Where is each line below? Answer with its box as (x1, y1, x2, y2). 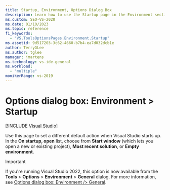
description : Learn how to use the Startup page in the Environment (5, 12, 153, 17)
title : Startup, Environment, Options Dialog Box (5, 7, 112, 13)
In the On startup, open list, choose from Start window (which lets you (5, 138, 154, 144)
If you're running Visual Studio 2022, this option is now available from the (5, 168, 158, 174)
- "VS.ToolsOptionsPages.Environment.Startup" (10, 36, 110, 41)
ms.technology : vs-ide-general (5, 59, 71, 64)
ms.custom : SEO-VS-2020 (5, 17, 56, 22)
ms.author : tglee (5, 50, 42, 55)
